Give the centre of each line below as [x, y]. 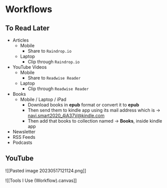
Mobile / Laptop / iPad [43, 99]
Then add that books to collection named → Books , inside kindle [95, 121]
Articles [20, 40]
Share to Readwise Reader [54, 78]
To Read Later [27, 28]
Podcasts [22, 142]
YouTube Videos [30, 67]
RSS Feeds [24, 137]
